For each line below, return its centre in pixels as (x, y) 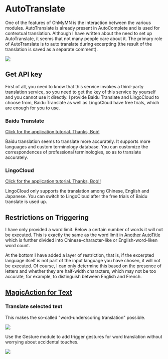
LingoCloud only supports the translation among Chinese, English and (77, 191)
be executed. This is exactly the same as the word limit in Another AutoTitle (83, 235)
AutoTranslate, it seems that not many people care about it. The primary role (84, 39)
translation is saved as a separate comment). (52, 49)
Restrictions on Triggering (47, 217)
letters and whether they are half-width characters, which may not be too (81, 271)
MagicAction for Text (39, 292)
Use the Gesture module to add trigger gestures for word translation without (84, 336)
